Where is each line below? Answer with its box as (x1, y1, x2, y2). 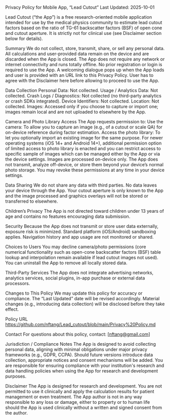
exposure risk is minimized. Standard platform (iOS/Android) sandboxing (5, 228, 156, 235)
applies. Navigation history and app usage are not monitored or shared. (5, 234, 154, 240)
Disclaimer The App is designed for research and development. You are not (5, 383, 162, 389)
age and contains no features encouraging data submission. (5, 213, 131, 219)
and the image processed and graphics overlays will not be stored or (5, 193, 148, 199)
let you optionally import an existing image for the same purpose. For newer (5, 135, 163, 141)
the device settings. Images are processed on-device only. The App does (5, 156, 158, 162)
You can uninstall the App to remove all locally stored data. (5, 260, 127, 266)
